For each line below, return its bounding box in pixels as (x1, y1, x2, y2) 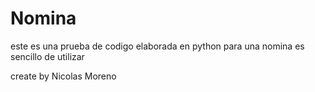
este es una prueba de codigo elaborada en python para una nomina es (10, 40, 305, 52)
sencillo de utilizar (10, 50, 85, 62)
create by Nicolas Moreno (10, 70, 117, 82)
